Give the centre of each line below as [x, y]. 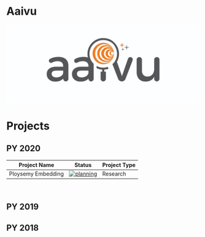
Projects [28, 126]
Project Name [37, 165]
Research [114, 174]
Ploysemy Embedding [37, 174]
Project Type [119, 165]
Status [83, 165]
